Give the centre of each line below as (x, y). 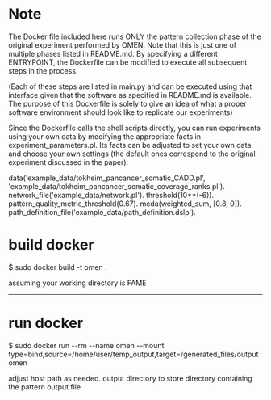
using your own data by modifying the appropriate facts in (105, 136)
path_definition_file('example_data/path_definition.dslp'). (102, 212)
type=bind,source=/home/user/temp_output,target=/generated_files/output (133, 354)
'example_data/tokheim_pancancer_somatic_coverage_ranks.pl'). (117, 186)
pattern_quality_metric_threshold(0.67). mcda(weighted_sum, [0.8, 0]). (125, 204)
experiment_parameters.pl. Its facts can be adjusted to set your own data (130, 145)
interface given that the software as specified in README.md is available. (130, 95)
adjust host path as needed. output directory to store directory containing (130, 378)
